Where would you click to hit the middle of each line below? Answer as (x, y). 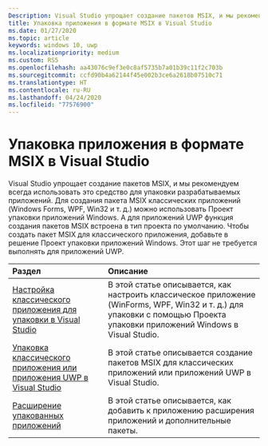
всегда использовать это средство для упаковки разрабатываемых (124, 192)
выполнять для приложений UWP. (66, 252)
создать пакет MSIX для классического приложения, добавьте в (118, 235)
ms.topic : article (39, 38)
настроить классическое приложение (181, 295)
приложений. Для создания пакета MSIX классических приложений (124, 201)
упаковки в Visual (46, 320)
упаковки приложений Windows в (173, 325)
